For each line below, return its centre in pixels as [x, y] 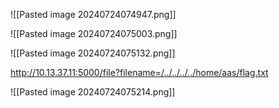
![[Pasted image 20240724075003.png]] [94, 33]
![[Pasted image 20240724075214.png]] [93, 92]
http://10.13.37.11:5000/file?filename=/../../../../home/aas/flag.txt [139, 72]
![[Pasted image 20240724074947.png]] [93, 14]
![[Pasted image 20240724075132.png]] [93, 53]
